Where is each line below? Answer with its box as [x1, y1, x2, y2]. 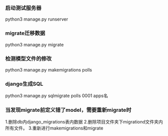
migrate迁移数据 [5, 30, 45, 37]
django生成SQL [5, 80, 44, 87]
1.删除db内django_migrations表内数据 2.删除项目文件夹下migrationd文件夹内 [5, 119, 163, 125]
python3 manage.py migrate [5, 41, 64, 47]
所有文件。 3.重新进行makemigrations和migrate [5, 125, 104, 131]
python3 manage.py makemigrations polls [5, 66, 92, 73]
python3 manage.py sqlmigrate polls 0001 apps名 [5, 93, 108, 99]
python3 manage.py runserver [5, 16, 68, 22]
